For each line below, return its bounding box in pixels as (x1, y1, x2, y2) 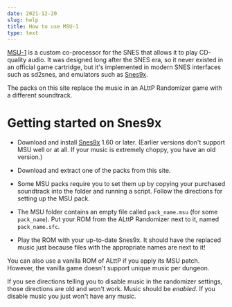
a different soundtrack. (7, 91, 73, 100)
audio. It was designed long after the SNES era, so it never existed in (28, 56, 224, 64)
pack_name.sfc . (17, 223, 60, 231)
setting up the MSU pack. (17, 194, 90, 203)
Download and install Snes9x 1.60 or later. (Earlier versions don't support (17, 138, 225, 147)
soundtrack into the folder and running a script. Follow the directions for (17, 187, 223, 196)
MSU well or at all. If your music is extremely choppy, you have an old (17, 146, 216, 154)
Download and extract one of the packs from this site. (17, 167, 171, 175)
